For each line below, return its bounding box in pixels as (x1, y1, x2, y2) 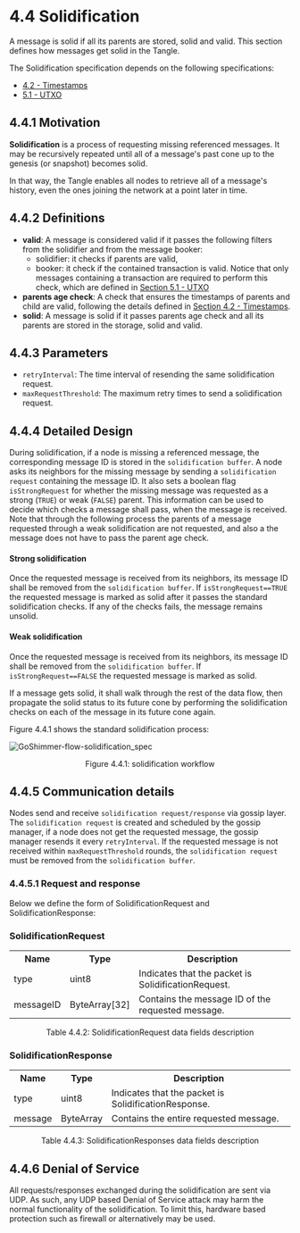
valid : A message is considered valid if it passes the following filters (21, 234, 272, 245)
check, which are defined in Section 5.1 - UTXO (35, 281, 210, 292)
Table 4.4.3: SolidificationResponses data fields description (40, 1136, 260, 1146)
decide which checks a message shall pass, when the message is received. (9, 504, 287, 515)
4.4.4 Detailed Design (9, 423, 134, 438)
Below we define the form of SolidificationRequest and (9, 897, 210, 908)
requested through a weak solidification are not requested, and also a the (9, 523, 279, 534)
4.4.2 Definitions (9, 211, 105, 226)
